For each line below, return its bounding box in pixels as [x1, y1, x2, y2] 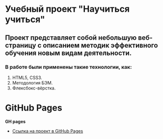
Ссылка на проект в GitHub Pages [12, 128, 83, 134]
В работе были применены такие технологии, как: [5, 63, 132, 70]
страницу [5, 41, 36, 50]
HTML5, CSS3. [12, 75, 43, 81]
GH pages [5, 118, 26, 124]
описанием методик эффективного [43, 41, 158, 50]
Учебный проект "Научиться [5, 3, 130, 15]
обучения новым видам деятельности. [5, 49, 132, 57]
